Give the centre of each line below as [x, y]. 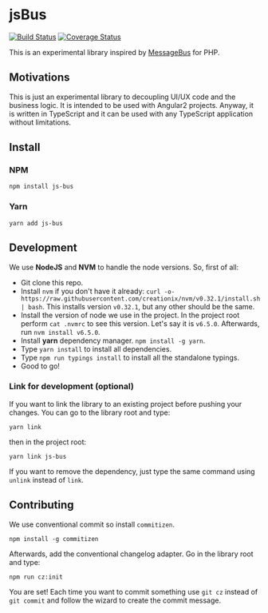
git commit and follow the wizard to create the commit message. [115, 600]
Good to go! [40, 366]
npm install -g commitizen [54, 539]
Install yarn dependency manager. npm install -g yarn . [113, 340]
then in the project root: [48, 442]
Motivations [39, 78]
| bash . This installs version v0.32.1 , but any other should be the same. [138, 306]
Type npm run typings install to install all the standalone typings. [130, 357]
